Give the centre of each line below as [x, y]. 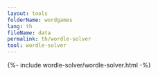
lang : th [20, 26]
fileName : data [29, 33]
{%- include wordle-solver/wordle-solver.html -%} [79, 65]
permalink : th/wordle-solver [49, 39]
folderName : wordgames [40, 20]
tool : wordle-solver [37, 45]
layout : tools [28, 13]
